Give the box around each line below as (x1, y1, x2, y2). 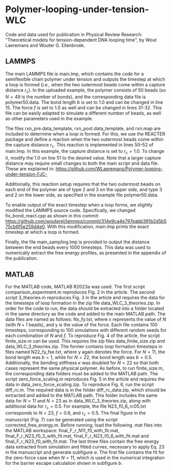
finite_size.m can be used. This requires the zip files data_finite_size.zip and (5, 338, 165, 344)
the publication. (5, 255, 38, 261)
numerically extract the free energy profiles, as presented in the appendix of (5, 250, 166, 256)
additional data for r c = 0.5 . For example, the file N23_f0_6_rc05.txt (5, 403, 146, 410)
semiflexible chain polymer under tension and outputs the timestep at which (5, 76, 165, 82)
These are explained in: (5, 166, 55, 172)
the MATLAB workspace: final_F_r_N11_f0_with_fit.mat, (5, 427, 120, 433)
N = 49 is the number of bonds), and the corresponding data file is (5, 94, 146, 100)
